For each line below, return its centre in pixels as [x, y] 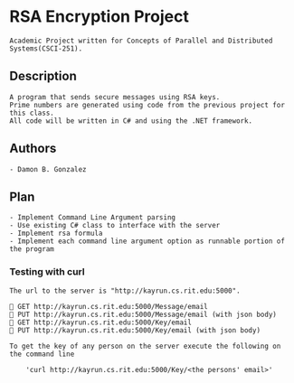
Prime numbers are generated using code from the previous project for [147, 105]
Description [43, 76]
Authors [33, 149]
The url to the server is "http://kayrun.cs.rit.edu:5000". [125, 291]
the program [32, 249]
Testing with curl [47, 272]
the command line [42, 354]
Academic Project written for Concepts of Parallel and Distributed [141, 41]
